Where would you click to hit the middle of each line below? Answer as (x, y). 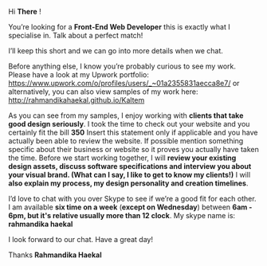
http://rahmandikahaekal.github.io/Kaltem (77, 100)
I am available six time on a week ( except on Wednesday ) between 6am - (130, 207)
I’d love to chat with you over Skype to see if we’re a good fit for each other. (132, 199)
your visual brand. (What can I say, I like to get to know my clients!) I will (130, 175)
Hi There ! (25, 12)
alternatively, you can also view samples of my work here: (103, 92)
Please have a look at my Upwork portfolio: (79, 74)
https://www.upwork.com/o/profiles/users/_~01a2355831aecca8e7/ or (124, 83)
